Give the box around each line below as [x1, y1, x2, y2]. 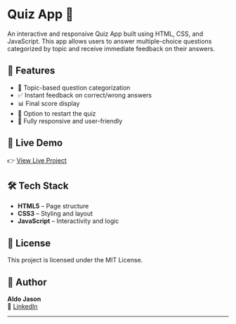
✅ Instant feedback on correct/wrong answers [17, 90, 152, 99]
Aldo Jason [7, 295, 41, 303]
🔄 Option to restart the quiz [17, 109, 96, 118]
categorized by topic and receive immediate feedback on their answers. [7, 44, 216, 53]
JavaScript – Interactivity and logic [17, 217, 119, 225]
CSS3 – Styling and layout [17, 210, 93, 218]
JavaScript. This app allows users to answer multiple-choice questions [7, 36, 212, 45]
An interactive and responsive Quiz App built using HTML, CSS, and [7, 29, 204, 38]
